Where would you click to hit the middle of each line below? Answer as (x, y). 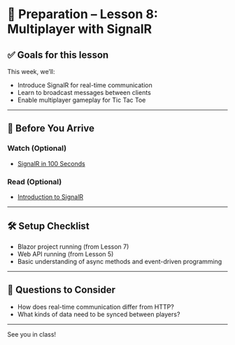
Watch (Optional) (37, 148)
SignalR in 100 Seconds (51, 163)
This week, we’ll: (31, 72)
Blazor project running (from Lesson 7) (73, 247)
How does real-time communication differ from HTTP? (96, 307)
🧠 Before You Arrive (51, 129)
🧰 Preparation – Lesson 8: (83, 14)
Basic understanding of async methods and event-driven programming (120, 261)
